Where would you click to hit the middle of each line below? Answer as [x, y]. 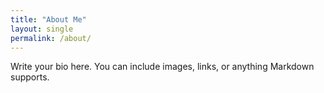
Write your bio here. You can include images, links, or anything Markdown [162, 67]
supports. [30, 77]
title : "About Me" [48, 19]
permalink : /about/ [51, 38]
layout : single [42, 29]
